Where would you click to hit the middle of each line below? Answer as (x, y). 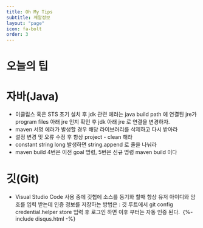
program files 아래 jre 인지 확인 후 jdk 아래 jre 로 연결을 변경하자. (92, 122)
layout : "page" (26, 23)
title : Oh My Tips (29, 12)
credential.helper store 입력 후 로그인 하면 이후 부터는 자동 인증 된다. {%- (104, 212)
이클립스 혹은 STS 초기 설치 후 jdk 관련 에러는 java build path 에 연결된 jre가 (106, 114)
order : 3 (17, 35)
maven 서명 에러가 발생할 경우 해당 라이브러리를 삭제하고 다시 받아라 (96, 129)
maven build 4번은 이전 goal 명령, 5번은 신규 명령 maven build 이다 (96, 152)
